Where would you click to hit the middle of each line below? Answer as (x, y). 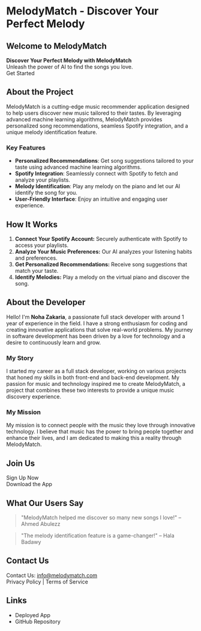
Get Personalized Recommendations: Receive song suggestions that (101, 264)
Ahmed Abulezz (40, 523)
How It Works (32, 224)
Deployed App (33, 615)
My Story (20, 358)
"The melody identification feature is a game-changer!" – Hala (98, 535)
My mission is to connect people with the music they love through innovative (101, 425)
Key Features (26, 147)
